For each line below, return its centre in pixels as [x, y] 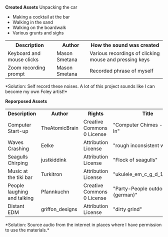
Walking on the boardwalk [39, 27]
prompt [16, 74]
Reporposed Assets [26, 101]
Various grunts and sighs [38, 33]
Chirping [18, 163]
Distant [16, 206]
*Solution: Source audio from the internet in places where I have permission [83, 225]
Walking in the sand [33, 22]
